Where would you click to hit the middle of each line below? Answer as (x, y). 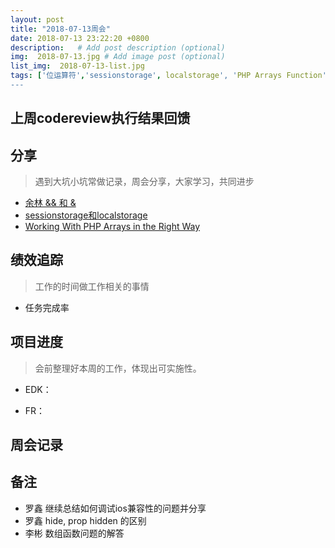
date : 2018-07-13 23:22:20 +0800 (80, 38)
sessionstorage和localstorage (86, 215)
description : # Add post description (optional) (118, 47)
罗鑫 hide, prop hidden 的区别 (85, 520)
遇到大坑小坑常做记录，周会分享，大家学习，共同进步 (144, 182)
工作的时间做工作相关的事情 (92, 286)
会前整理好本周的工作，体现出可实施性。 (118, 368)
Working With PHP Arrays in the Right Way (112, 227)
